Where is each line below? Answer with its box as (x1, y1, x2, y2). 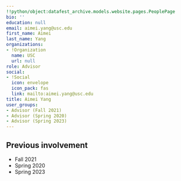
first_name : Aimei (6, 31, 51, 37)
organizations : (6, 42, 44, 48)
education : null (6, 19, 46, 25)
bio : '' (6, 14, 25, 20)
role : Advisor (6, 63, 41, 70)
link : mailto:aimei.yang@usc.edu (11, 91, 94, 97)
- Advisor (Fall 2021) (6, 107, 62, 113)
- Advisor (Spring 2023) (6, 119, 67, 124)
